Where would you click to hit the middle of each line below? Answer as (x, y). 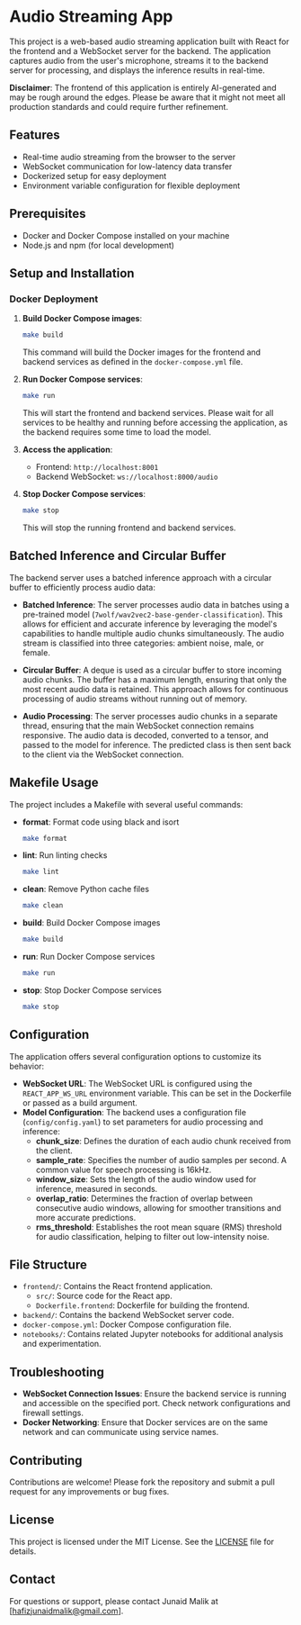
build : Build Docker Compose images (91, 923)
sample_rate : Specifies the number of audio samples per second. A (161, 1160)
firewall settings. (53, 1413)
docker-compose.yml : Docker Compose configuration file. (127, 1324)
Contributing (46, 1460)
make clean (43, 906)
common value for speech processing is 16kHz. (124, 1169)
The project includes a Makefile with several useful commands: (126, 804)
